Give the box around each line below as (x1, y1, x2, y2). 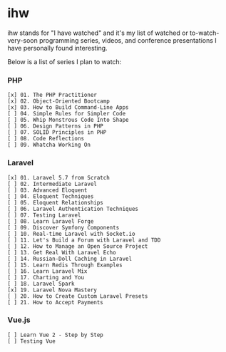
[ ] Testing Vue (7, 337, 56, 345)
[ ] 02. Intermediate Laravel (7, 180, 98, 187)
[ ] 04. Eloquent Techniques (7, 192, 94, 200)
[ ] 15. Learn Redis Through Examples (7, 262, 123, 269)
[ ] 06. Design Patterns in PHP (7, 123, 103, 130)
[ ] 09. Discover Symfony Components (7, 224, 120, 231)
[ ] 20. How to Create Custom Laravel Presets (7, 292, 148, 300)
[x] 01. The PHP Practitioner (7, 91, 98, 99)
